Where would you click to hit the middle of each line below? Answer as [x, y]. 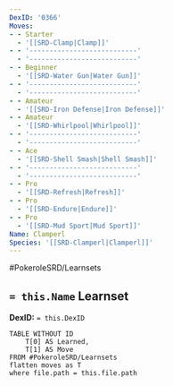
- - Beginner [33, 68]
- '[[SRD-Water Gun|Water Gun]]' [79, 76]
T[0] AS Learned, [58, 342]
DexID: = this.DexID [47, 318]
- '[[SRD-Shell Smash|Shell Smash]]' [87, 159]
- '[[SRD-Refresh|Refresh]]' [71, 193]
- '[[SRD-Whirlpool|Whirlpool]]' [79, 126]
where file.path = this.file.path [74, 373]
